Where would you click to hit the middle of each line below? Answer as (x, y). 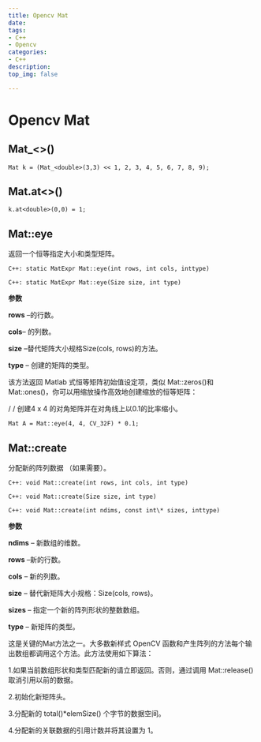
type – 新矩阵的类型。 (44, 627)
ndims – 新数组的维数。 (47, 543)
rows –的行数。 (33, 315)
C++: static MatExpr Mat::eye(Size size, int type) (95, 283)
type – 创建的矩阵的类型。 (50, 365)
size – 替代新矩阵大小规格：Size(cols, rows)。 (83, 594)
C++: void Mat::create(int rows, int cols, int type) (99, 483)
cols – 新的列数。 (36, 576)
